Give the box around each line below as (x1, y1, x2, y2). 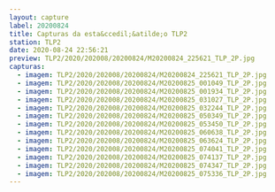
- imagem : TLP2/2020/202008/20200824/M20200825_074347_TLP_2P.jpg (17, 161, 267, 170)
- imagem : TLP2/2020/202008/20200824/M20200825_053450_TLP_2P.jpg (17, 120, 267, 129)
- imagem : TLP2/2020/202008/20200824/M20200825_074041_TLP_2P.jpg (17, 144, 267, 153)
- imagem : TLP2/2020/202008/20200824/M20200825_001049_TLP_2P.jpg (17, 79, 267, 88)
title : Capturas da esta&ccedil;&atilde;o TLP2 (9, 29, 188, 38)
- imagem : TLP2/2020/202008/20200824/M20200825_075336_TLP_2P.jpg (17, 169, 267, 178)
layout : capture (9, 12, 69, 22)
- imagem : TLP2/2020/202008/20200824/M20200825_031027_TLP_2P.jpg (17, 95, 267, 104)
